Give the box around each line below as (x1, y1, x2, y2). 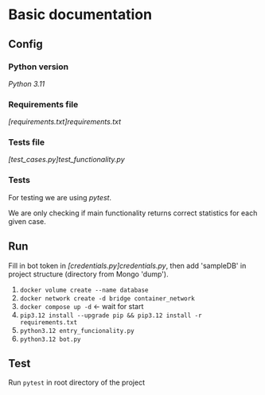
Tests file (8, 137, 45, 148)
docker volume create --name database (19, 286, 149, 294)
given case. (8, 216, 46, 226)
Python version (8, 61, 69, 72)
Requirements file (8, 99, 79, 110)
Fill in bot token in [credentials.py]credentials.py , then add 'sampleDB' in (8, 261, 247, 270)
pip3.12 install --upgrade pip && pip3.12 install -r (19, 312, 202, 319)
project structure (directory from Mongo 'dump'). (8, 269, 169, 279)
